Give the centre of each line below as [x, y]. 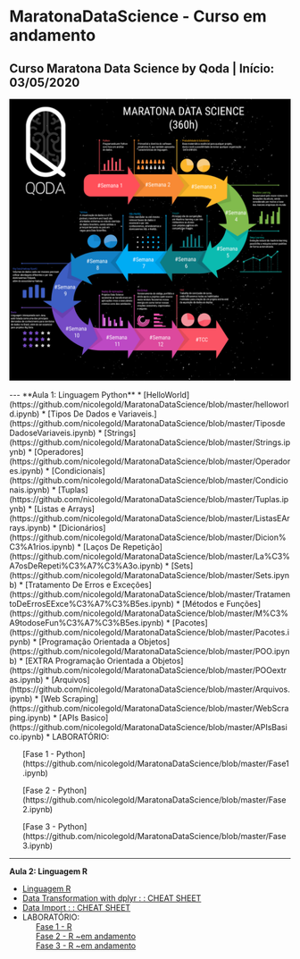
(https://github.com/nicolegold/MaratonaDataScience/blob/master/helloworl [149, 404]
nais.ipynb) [30, 490]
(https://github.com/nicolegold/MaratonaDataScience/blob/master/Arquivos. [150, 689]
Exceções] [132, 585]
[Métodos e [203, 604]
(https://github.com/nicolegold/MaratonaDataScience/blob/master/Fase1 [156, 763]
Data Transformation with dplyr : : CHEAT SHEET [112, 898]
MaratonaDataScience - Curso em [138, 17]
